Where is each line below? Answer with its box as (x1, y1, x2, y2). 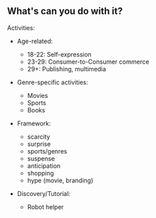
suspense (27, 154, 55, 162)
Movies (27, 91, 49, 99)
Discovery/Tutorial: (16, 189, 70, 197)
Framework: (16, 119, 51, 128)
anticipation (27, 161, 61, 170)
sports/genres (27, 147, 67, 155)
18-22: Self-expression (27, 50, 92, 58)
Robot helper (27, 202, 64, 211)
